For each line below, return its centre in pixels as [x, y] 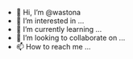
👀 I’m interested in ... [50, 21]
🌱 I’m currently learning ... [59, 29]
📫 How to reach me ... [53, 47]
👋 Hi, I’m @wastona [48, 12]
